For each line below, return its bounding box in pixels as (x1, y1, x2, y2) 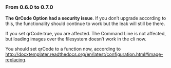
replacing (5, 57, 26, 63)
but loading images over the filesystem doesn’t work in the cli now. (5, 36, 146, 42)
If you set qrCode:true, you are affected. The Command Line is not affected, (5, 31, 166, 37)
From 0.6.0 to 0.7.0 (5, 4, 53, 11)
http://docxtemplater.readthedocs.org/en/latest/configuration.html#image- (5, 51, 163, 57)
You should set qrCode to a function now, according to (5, 46, 121, 52)
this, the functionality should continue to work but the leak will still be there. (5, 20, 165, 27)
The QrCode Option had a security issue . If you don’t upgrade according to (5, 15, 166, 21)
